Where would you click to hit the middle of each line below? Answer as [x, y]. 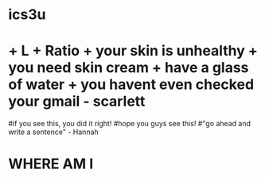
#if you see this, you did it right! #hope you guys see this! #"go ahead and [129, 124]
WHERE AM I [51, 164]
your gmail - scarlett [77, 102]
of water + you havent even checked [131, 85]
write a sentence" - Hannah [54, 132]
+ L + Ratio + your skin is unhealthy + [133, 51]
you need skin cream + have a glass [129, 68]
